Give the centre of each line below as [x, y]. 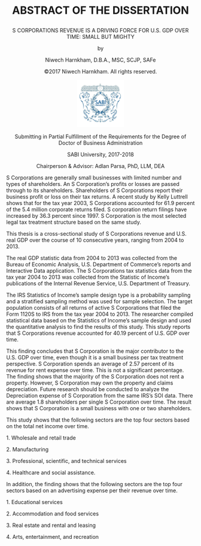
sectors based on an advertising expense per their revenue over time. [92, 490]
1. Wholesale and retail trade [41, 438]
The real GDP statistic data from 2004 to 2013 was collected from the [92, 258]
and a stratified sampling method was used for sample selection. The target [99, 301]
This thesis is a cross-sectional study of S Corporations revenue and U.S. [96, 234]
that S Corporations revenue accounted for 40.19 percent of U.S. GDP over [98, 333]
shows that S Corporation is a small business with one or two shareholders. [99, 408]
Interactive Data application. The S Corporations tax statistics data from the [99, 271]
